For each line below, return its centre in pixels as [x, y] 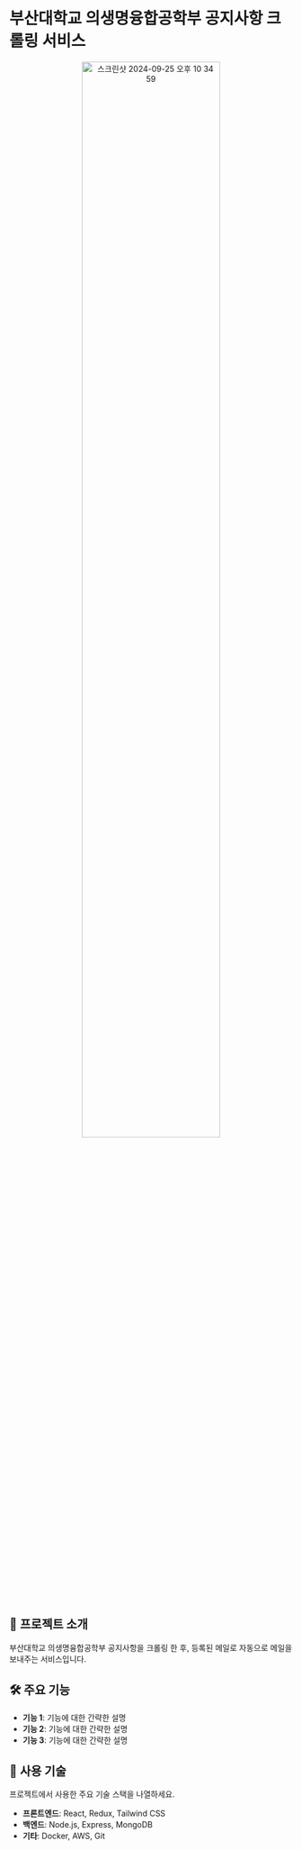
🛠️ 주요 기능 [40, 1690]
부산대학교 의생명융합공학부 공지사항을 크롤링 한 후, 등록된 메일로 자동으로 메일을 [151, 1647]
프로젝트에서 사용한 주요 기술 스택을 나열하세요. [92, 1794]
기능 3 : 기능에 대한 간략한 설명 [75, 1740]
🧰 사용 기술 [38, 1771]
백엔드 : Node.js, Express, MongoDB [88, 1825]
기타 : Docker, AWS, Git [63, 1836]
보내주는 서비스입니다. [48, 1659]
